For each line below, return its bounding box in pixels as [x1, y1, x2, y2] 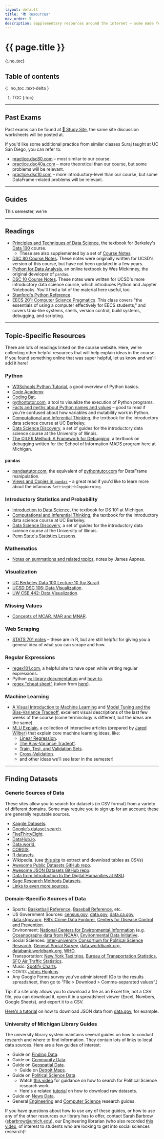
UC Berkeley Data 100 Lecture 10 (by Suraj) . [12, 579, 101, 585]
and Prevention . [12, 922, 44, 928]
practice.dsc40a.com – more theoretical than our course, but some [12, 161, 147, 167]
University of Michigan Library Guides [5, 1021, 98, 1027]
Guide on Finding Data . [12, 1051, 59, 1057]
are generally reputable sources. [5, 811, 71, 817]
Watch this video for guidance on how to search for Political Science [19, 1077, 157, 1084]
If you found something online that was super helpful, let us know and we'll [5, 355, 156, 361]
